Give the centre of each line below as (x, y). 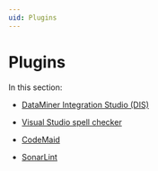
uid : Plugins (33, 18)
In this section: (35, 87)
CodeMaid (40, 139)
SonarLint (39, 157)
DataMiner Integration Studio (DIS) (85, 104)
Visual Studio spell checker (71, 121)
